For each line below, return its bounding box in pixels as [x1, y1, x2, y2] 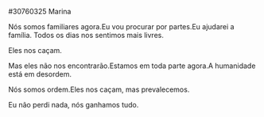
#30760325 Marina [8, 7, 72, 16]
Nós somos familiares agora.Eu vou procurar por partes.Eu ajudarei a [8, 22, 235, 31]
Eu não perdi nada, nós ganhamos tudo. [8, 100, 139, 109]
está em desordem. [8, 70, 72, 78]
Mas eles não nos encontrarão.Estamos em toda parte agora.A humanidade [8, 61, 256, 70]
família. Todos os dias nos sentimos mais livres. [8, 31, 165, 40]
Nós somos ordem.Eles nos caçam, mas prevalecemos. [8, 85, 190, 94]
